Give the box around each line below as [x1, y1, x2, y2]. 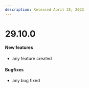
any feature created [12, 56, 52, 62]
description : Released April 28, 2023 [5, 7, 84, 12]
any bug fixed [12, 78, 40, 84]
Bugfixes [5, 66, 24, 72]
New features [5, 44, 33, 50]
